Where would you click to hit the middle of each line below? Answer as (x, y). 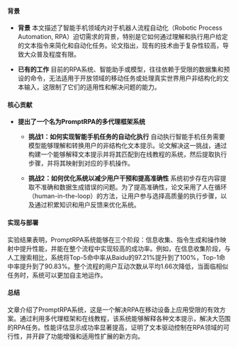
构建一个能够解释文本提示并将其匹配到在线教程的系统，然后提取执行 (127, 154)
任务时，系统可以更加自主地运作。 (57, 275)
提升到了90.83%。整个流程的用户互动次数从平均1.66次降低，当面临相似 (124, 266)
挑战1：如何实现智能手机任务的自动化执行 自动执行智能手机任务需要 (126, 137)
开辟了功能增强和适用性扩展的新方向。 (87, 336)
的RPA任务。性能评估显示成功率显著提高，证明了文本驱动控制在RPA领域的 (115, 327)
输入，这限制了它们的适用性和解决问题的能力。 (92, 87)
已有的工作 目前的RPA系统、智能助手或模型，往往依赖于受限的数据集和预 (124, 69)
